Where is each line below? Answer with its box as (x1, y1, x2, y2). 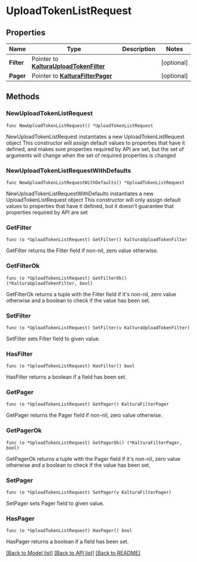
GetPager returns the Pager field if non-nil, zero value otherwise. (6, 412, 163, 419)
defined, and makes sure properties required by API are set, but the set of (6, 145, 185, 152)
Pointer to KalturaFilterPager (31, 72, 113, 80)
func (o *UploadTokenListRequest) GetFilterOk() (6, 275, 127, 281)
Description (122, 45, 156, 53)
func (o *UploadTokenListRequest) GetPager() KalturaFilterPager (6, 402, 169, 407)
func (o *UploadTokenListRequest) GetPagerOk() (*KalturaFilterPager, (6, 440, 182, 446)
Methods (6, 92, 40, 102)
